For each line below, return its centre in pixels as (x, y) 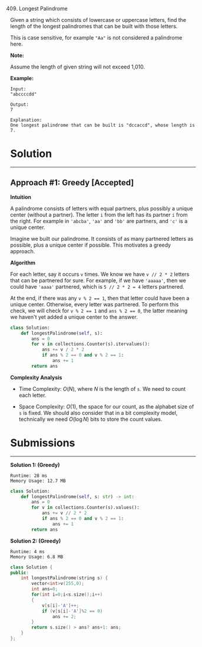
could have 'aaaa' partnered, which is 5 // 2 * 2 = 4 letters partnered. (97, 286)
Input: (18, 89)
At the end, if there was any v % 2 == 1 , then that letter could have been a (100, 298)
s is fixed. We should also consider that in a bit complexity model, (98, 413)
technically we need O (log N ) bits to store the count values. (90, 419)
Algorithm (23, 263)
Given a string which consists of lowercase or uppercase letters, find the (98, 20)
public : (20, 573)
